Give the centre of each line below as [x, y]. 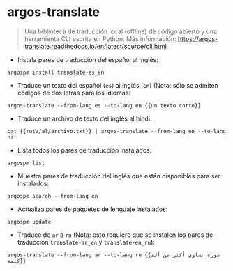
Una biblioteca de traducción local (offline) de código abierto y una [121, 31]
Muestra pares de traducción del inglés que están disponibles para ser [119, 176]
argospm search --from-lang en [53, 196]
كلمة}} [17, 261]
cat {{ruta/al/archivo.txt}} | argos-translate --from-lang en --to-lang [117, 131]
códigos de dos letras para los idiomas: [74, 93]
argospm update [29, 222]
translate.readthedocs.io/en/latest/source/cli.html [96, 46]
